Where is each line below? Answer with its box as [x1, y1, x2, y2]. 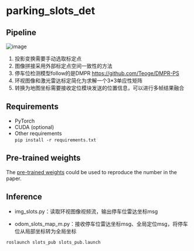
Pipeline [6, 28, 37, 38]
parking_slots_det [6, 4, 96, 18]
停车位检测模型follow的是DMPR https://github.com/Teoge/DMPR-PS [14, 70, 180, 77]
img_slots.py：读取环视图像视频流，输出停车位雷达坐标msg [14, 208, 158, 215]
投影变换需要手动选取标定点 [14, 55, 82, 62]
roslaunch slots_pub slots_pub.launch [6, 239, 101, 246]
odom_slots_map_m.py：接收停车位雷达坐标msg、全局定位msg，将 [14, 221, 178, 228]
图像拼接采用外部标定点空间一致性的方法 [14, 63, 113, 69]
